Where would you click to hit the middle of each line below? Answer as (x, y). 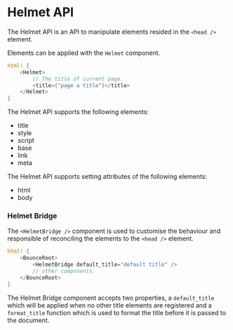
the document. (28, 320)
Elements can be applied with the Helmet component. (84, 53)
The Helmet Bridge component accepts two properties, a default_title (111, 298)
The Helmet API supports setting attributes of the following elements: (107, 177)
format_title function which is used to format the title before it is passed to (117, 312)
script (26, 141)
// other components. (64, 272)
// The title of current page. (78, 79)
